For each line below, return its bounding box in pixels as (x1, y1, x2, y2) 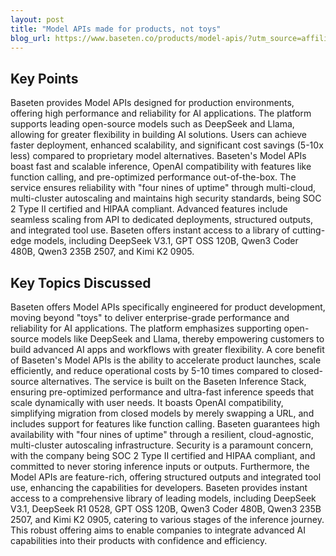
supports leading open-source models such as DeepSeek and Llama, (10, 118, 295, 130)
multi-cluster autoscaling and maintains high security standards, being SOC (10, 192, 322, 205)
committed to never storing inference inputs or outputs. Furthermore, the (10, 461, 310, 472)
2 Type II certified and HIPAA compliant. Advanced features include (10, 203, 288, 215)
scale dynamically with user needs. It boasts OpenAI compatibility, (10, 397, 284, 408)
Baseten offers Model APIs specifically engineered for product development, (10, 301, 326, 313)
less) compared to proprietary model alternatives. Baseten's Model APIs (10, 150, 307, 162)
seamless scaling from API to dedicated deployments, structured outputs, (10, 214, 313, 226)
